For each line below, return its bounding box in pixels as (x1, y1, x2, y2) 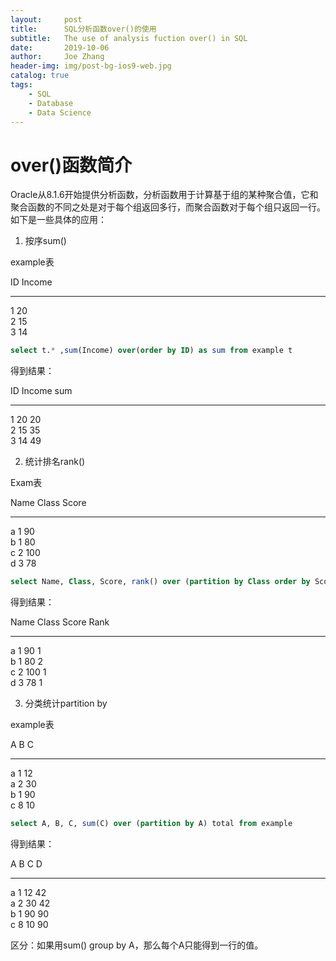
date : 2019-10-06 (10, 42, 110, 53)
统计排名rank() (24, 456, 86, 468)
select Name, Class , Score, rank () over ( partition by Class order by (10, 577, 311, 587)
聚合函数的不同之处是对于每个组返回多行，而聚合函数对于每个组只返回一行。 (10, 201, 326, 213)
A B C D (10, 857, 43, 870)
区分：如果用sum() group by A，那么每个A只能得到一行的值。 (10, 939, 264, 951)
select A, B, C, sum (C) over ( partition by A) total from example (10, 819, 293, 829)
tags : (10, 80, 33, 90)
